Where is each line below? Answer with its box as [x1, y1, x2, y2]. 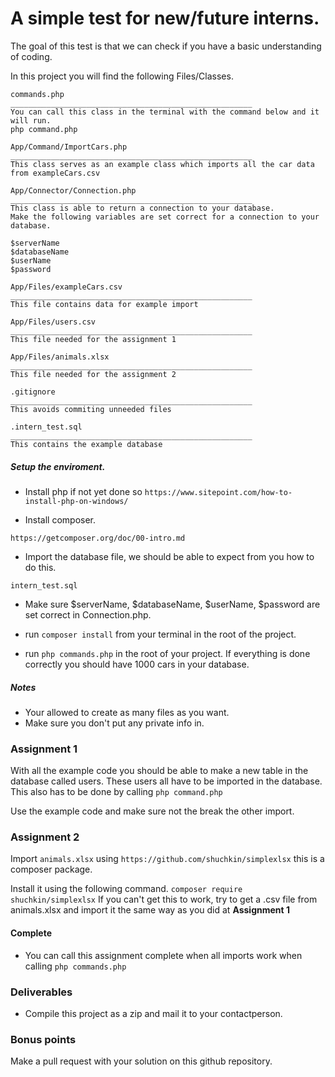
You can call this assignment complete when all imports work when [24, 949, 303, 961]
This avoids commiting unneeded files [10, 404, 172, 414]
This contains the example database [10, 439, 163, 449]
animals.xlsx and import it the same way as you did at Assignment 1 [10, 904, 291, 916]
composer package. [10, 863, 93, 876]
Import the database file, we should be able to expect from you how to [24, 550, 315, 562]
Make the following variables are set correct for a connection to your [10, 212, 320, 222]
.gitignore [10, 387, 56, 397]
